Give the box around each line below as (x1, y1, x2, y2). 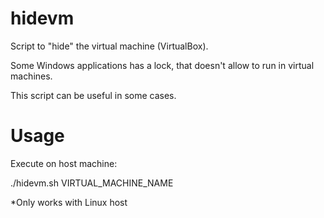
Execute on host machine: (10, 157, 118, 169)
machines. (10, 70, 53, 82)
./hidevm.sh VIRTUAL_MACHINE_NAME (10, 177, 174, 189)
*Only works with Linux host (10, 196, 128, 208)
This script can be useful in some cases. (10, 89, 177, 101)
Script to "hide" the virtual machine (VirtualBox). (10, 40, 209, 52)
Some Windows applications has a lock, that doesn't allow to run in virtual (10, 59, 315, 71)
